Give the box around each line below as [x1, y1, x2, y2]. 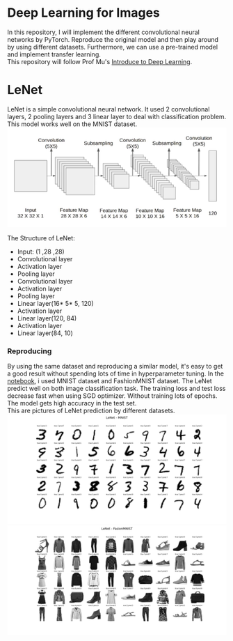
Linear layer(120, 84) [17, 314, 77, 323]
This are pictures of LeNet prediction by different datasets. [7, 406, 175, 415]
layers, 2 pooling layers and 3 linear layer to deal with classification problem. [7, 112, 227, 121]
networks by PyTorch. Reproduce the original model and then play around [7, 35, 219, 43]
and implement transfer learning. [7, 50, 101, 59]
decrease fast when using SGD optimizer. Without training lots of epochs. [7, 392, 218, 400]
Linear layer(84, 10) [17, 329, 73, 337]
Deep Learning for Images [7, 5, 160, 21]
